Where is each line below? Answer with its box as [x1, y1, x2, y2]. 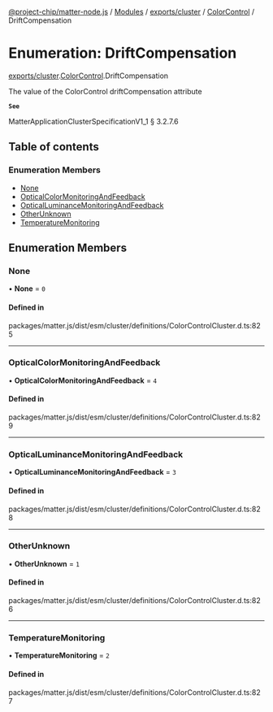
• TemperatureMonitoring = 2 [8, 650, 110, 661]
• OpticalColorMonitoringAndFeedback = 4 [8, 376, 157, 385]
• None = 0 [8, 284, 46, 293]
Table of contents [8, 140, 99, 154]
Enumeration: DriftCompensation [8, 44, 237, 63]
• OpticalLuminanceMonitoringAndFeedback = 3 [8, 467, 176, 477]
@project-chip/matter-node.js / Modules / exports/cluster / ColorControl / [8, 7, 255, 16]
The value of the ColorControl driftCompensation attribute [8, 86, 202, 96]
